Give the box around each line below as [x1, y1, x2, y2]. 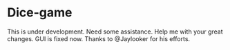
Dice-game [7, 5, 73, 21]
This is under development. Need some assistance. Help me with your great [7, 27, 223, 36]
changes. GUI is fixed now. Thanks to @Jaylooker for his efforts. [7, 34, 191, 42]
